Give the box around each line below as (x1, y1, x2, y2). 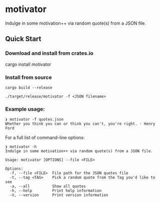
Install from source (5, 74, 52, 81)
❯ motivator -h (5, 144, 37, 149)
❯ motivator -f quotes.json (5, 117, 64, 122)
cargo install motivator (5, 61, 51, 67)
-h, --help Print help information (9, 188, 101, 193)
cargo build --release (5, 85, 52, 90)
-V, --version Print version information (9, 192, 108, 198)
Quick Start (5, 35, 41, 43)
